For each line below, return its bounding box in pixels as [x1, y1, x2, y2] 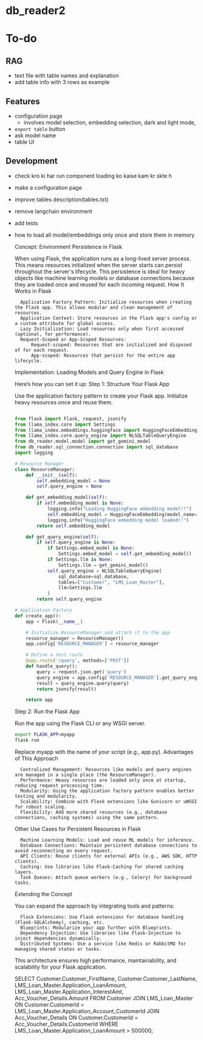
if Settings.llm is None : [47, 556, 113, 563]
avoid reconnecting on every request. [14, 848, 113, 854]
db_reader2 [5, 4, 66, 18]
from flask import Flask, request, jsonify [14, 415, 127, 421]
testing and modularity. [14, 794, 78, 800]
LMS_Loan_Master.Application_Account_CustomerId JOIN [14, 1008, 160, 1015]
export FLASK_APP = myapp [14, 731, 75, 738]
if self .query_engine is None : [36, 539, 116, 546]
